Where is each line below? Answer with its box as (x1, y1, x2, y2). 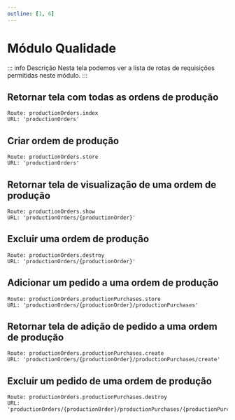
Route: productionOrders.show (7, 208, 96, 215)
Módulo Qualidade (7, 40, 117, 56)
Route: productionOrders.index (7, 110, 99, 117)
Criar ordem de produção (7, 134, 120, 147)
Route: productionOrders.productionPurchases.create (7, 350, 164, 357)
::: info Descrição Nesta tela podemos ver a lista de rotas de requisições (7, 64, 215, 72)
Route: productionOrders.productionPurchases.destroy (7, 393, 168, 401)
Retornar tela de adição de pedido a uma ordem (7, 321, 218, 332)
